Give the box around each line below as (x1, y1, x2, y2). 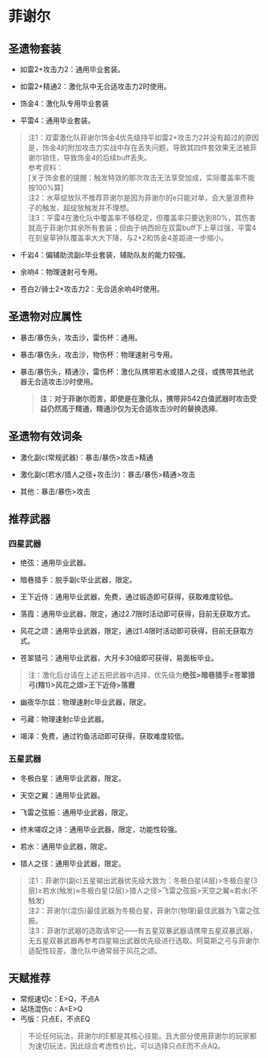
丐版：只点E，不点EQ (19, 1014, 90, 1024)
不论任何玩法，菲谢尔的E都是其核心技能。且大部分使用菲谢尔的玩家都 (27, 1032, 258, 1041)
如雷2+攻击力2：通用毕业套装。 (19, 65, 126, 74)
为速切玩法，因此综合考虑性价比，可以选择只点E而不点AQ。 (27, 1041, 226, 1051)
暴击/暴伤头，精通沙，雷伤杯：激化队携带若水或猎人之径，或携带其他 (19, 367, 247, 376)
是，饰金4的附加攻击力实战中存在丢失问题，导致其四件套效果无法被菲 (27, 143, 258, 152)
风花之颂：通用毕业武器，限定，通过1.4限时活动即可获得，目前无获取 (19, 626, 247, 636)
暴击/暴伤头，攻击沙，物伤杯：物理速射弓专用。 (19, 350, 178, 359)
